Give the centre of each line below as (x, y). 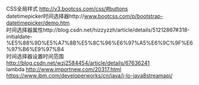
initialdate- (19, 37)
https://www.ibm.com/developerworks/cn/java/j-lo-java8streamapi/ (89, 75)
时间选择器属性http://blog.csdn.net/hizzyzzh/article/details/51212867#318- (98, 30)
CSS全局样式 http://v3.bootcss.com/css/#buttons (67, 9)
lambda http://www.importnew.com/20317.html (64, 69)
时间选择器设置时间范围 (35, 56)
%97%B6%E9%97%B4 (35, 49)
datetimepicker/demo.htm (38, 23)
